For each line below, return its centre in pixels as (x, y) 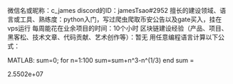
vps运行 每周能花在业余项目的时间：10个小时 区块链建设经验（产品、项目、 (118, 28)
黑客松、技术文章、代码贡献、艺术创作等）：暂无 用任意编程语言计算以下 (113, 37)
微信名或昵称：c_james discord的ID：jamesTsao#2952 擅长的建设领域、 (114, 10)
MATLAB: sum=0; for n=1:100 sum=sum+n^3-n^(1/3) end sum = (101, 60)
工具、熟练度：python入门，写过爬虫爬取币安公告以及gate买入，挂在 (121, 19)
